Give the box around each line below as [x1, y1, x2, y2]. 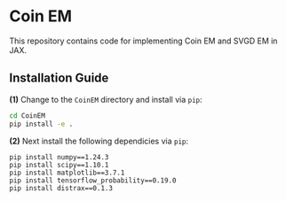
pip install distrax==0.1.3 [9, 183, 114, 192]
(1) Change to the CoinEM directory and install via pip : [9, 94, 203, 104]
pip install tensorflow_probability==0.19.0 [9, 175, 177, 185]
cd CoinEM [9, 111, 46, 120]
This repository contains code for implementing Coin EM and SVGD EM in [9, 35, 278, 46]
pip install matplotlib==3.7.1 [9, 168, 125, 177]
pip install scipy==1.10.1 [9, 160, 109, 169]
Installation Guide [9, 71, 109, 86]
